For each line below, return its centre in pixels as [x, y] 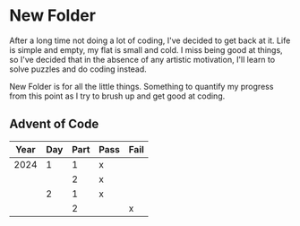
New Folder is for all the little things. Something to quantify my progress [141, 86]
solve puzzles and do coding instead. [78, 69]
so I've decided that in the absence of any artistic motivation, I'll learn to [142, 59]
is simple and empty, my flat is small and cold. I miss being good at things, [146, 49]
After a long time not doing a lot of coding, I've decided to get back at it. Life [150, 40]
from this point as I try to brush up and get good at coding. [117, 96]
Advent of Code [54, 124]
